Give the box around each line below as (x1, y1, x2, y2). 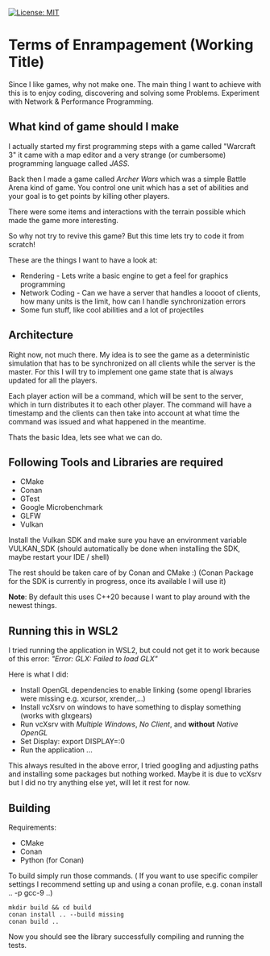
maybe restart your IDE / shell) (8, 552, 110, 562)
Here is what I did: (8, 669, 69, 680)
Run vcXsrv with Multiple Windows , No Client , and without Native (19, 719, 239, 729)
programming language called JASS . (8, 158, 131, 168)
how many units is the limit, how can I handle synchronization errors (19, 296, 246, 306)
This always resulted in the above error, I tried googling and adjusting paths (8, 761, 260, 771)
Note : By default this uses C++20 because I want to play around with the (8, 592, 251, 602)
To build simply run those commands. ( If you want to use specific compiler (8, 871, 259, 880)
